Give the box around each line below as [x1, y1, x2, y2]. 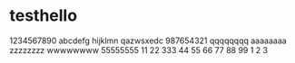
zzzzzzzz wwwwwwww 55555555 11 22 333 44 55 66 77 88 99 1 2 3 [9, 44, 269, 55]
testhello [9, 5, 78, 26]
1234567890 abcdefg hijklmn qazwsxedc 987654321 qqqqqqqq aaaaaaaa [9, 35, 288, 46]
